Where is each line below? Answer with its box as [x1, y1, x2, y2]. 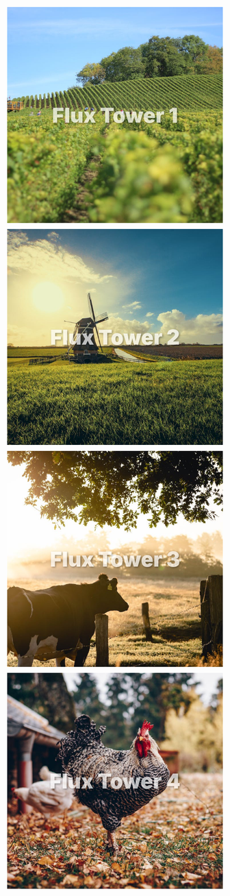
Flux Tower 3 [49, 546, 181, 572]
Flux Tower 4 [49, 768, 181, 794]
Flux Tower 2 [50, 324, 180, 350]
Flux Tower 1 [52, 102, 178, 128]
